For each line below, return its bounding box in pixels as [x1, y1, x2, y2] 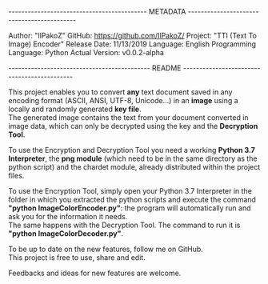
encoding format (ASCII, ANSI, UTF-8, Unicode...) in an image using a [8, 96, 238, 105]
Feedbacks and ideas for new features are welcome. [8, 268, 182, 278]
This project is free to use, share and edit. [8, 253, 146, 262]
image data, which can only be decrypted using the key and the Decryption [8, 122, 258, 130]
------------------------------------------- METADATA [8, 7, 186, 16]
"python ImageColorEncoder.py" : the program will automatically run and [8, 203, 251, 213]
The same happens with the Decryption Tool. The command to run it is [8, 220, 241, 230]
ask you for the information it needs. [8, 212, 128, 221]
